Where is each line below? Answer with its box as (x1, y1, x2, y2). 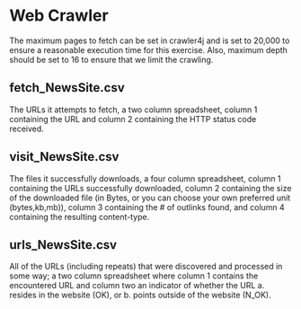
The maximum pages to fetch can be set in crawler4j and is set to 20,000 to (9, 35, 290, 46)
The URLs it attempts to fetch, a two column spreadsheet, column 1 (9, 104, 258, 115)
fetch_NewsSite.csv (9, 80, 126, 95)
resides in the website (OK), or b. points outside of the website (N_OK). (9, 289, 271, 301)
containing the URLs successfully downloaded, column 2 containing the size (9, 182, 292, 193)
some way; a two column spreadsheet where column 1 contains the (9, 270, 259, 281)
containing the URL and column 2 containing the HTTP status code (9, 113, 257, 124)
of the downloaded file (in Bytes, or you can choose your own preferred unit (9, 192, 291, 203)
